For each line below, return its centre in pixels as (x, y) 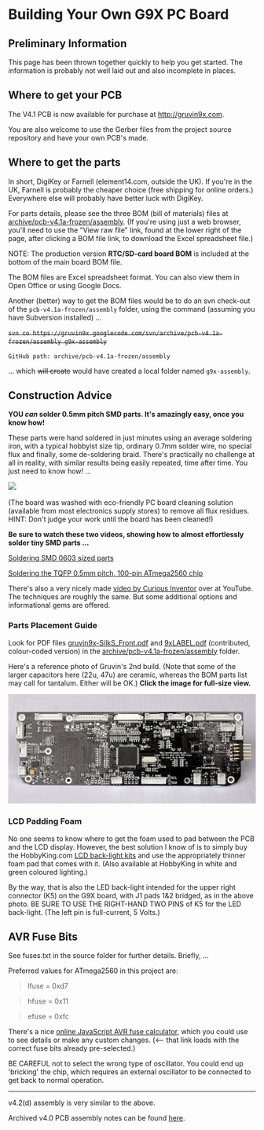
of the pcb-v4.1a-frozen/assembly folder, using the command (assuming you (132, 309)
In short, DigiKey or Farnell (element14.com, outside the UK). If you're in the (130, 181)
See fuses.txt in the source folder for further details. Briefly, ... (108, 956)
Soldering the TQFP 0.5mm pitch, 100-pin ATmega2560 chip (106, 573)
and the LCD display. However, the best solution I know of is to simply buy (128, 847)
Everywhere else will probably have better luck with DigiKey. (106, 198)
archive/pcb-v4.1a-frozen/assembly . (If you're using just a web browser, (125, 221)
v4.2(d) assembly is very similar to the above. (82, 1103)
